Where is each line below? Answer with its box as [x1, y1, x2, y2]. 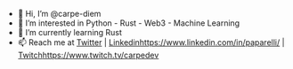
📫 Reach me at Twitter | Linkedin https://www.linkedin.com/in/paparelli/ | [17, 37, 285, 48]
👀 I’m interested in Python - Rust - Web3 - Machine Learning [17, 18, 240, 28]
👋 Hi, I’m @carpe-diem [17, 9, 102, 19]
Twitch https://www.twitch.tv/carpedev [17, 50, 159, 60]
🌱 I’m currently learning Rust [17, 27, 123, 37]
